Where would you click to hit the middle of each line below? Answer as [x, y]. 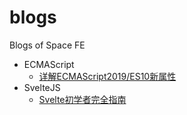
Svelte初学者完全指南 [82, 99]
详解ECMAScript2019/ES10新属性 [107, 76]
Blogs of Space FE [47, 45]
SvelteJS [42, 87]
